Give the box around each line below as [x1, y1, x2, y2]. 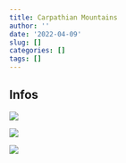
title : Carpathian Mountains [9, 12, 118, 22]
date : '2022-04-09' [9, 29, 82, 38]
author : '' [9, 21, 50, 30]
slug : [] [9, 37, 42, 47]
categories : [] [9, 46, 66, 55]
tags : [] [9, 54, 42, 63]
